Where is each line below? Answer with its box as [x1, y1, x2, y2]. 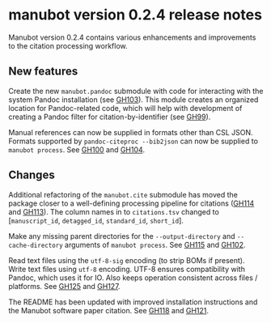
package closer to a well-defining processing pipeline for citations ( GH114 [8, 198, 255, 208]
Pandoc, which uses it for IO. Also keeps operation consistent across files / [8, 273, 258, 283]
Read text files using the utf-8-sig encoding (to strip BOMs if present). [8, 255, 245, 265]
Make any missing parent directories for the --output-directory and [8, 231, 236, 240]
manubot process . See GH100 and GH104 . [8, 144, 146, 155]
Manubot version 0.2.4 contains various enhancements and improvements [8, 32, 256, 42]
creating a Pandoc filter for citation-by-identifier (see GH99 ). [8, 112, 211, 121]
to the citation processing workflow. [8, 40, 128, 50]
